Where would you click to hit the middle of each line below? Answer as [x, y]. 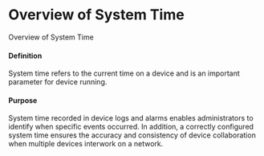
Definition [25, 55]
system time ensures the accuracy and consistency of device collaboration [132, 135]
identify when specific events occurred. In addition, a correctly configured [131, 127]
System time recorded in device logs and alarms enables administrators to [131, 118]
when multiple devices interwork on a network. [86, 144]
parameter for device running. [58, 82]
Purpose [23, 100]
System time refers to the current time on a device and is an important [124, 73]
